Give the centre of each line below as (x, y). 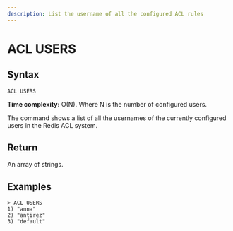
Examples (29, 187)
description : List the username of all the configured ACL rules (105, 14)
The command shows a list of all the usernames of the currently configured (117, 118)
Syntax (23, 75)
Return (23, 148)
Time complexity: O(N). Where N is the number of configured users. (107, 104)
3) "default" (26, 222)
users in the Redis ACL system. (53, 125)
